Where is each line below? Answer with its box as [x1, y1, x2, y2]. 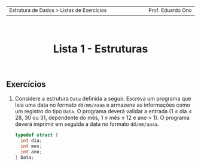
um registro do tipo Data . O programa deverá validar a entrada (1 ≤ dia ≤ [14, 108, 193, 115]
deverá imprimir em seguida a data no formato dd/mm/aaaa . [14, 120, 159, 128]
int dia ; [20, 138, 42, 144]
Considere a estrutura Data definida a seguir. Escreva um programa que [14, 95, 191, 102]
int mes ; [20, 143, 42, 149]
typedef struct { [14, 132, 59, 138]
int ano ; [20, 149, 42, 155]
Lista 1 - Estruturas [53, 42, 148, 56]
